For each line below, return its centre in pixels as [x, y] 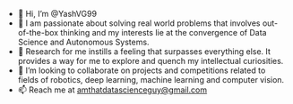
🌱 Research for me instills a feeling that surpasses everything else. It [144, 52]
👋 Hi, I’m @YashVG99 [57, 14]
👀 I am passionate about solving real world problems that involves [139, 23]
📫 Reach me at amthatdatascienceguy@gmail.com [112, 90]
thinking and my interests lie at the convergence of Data [164, 32]
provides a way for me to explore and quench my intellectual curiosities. [151, 61]
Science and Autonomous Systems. [83, 42]
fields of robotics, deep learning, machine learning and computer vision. [151, 80]
